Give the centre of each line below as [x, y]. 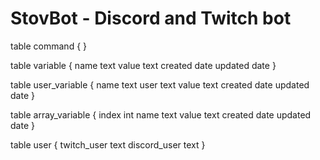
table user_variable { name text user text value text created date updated [160, 84]
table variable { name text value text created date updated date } [143, 65]
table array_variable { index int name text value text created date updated [161, 114]
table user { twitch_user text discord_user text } [108, 144]
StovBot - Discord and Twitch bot [151, 18]
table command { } [49, 46]
